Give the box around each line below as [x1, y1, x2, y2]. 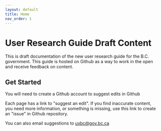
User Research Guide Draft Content [5, 37, 152, 48]
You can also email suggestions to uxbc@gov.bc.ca [5, 120, 109, 126]
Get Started [5, 78, 41, 86]
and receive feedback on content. [5, 64, 74, 70]
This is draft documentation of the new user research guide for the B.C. [5, 53, 149, 59]
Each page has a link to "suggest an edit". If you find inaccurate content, [5, 101, 152, 107]
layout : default [5, 7, 38, 12]
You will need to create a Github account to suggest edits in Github [5, 91, 140, 97]
